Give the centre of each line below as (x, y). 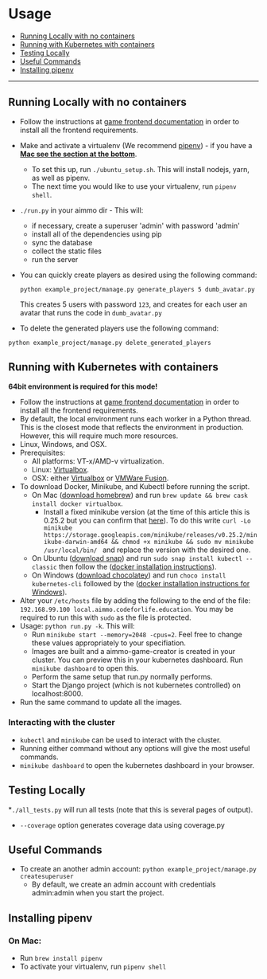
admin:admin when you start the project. (98, 893)
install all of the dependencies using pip (97, 234)
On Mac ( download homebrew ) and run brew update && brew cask (139, 495)
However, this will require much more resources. (99, 436)
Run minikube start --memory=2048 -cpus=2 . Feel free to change (137, 634)
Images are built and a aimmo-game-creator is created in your (133, 651)
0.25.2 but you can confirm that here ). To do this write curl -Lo (147, 520)
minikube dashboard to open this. (85, 668)
